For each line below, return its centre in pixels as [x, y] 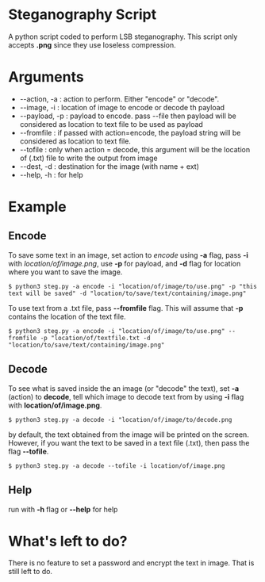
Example [37, 207]
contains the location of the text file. [67, 316]
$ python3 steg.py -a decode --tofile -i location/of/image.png [117, 465]
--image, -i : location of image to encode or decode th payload [122, 107]
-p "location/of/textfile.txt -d [95, 338]
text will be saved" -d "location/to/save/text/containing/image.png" [127, 293]
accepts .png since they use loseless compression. [92, 44]
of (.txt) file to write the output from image [88, 158]
